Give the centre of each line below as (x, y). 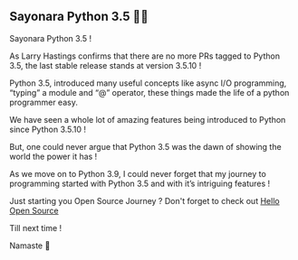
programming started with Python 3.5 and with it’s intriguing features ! (140, 183)
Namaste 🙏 (30, 246)
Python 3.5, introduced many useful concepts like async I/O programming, (148, 83)
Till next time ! (36, 227)
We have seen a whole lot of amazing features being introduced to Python (148, 119)
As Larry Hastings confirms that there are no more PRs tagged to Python (145, 56)
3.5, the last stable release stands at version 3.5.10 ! (106, 65)
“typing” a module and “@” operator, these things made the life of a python (149, 92)
